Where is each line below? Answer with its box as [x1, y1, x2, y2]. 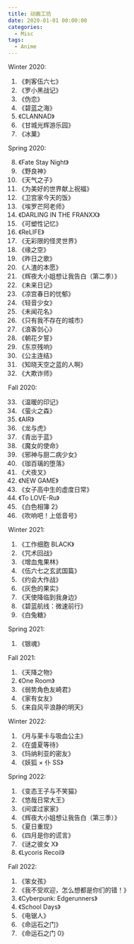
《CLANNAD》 [18, 112, 55, 120]
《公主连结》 [18, 351, 56, 360]
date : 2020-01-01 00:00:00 [8, 17, 87, 24]
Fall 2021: [8, 654, 36, 661]
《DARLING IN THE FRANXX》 [18, 211, 101, 219]
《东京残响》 [18, 343, 56, 350]
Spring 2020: [8, 144, 47, 152]
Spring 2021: [8, 625, 45, 633]
